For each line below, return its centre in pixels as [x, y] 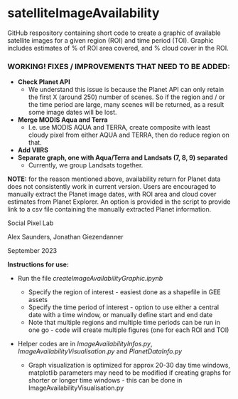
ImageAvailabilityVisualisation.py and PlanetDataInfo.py [100, 351]
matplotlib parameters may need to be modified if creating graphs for [129, 373]
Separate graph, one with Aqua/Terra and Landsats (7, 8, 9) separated [123, 157]
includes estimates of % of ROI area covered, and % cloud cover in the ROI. [118, 48]
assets [38, 300]
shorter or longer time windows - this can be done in [105, 380]
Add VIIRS [33, 150]
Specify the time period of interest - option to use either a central [123, 307]
